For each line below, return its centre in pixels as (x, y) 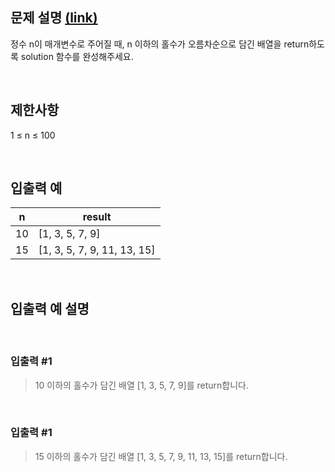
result (97, 217)
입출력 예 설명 (50, 308)
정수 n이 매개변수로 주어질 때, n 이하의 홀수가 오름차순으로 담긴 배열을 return (160, 44)
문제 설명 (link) (54, 18)
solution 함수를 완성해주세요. (77, 56)
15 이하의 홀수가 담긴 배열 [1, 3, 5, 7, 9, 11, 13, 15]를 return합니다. (161, 456)
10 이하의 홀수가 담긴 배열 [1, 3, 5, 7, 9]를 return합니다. (142, 385)
